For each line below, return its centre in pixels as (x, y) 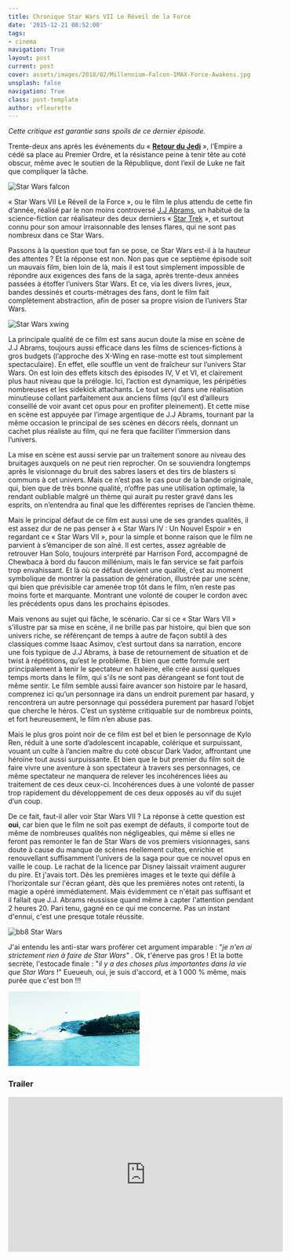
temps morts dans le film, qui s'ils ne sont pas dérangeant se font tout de (126, 678)
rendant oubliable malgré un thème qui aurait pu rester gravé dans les (121, 497)
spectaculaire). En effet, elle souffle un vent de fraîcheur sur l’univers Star (127, 365)
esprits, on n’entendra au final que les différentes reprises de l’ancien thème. (132, 505)
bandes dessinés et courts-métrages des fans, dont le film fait (109, 292)
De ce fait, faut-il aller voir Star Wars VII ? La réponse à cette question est (127, 817)
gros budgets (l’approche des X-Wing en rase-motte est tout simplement (125, 356)
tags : (17, 33)
